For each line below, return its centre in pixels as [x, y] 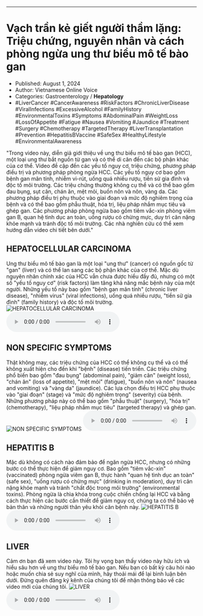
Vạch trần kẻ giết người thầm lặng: [94, 28]
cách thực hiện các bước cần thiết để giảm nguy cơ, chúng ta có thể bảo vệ [100, 501]
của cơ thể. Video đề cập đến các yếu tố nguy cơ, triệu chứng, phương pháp [101, 165]
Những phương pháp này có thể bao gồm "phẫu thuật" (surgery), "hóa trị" [98, 401]
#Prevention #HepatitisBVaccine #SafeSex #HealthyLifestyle [90, 135]
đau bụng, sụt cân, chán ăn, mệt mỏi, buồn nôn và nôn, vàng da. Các [92, 191]
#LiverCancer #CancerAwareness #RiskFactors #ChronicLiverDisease [102, 103]
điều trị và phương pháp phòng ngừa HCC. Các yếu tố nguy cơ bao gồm [96, 172]
